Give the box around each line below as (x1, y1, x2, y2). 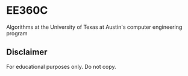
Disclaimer (6, 47, 48, 57)
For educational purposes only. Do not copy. (6, 63, 116, 70)
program (6, 29, 28, 37)
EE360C (6, 4, 48, 17)
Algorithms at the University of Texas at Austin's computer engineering (6, 23, 183, 31)
